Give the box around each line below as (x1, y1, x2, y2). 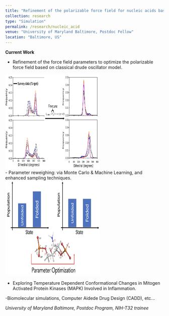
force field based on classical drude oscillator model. (12, 65, 123, 70)
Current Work (5, 49, 35, 55)
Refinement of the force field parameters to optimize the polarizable (12, 59, 153, 65)
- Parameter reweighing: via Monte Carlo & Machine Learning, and (5, 169, 142, 175)
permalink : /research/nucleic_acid (5, 24, 80, 29)
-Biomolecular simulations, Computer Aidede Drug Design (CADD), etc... (5, 295, 155, 301)
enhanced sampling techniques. (5, 175, 72, 181)
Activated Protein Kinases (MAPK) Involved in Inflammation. (12, 285, 137, 291)
